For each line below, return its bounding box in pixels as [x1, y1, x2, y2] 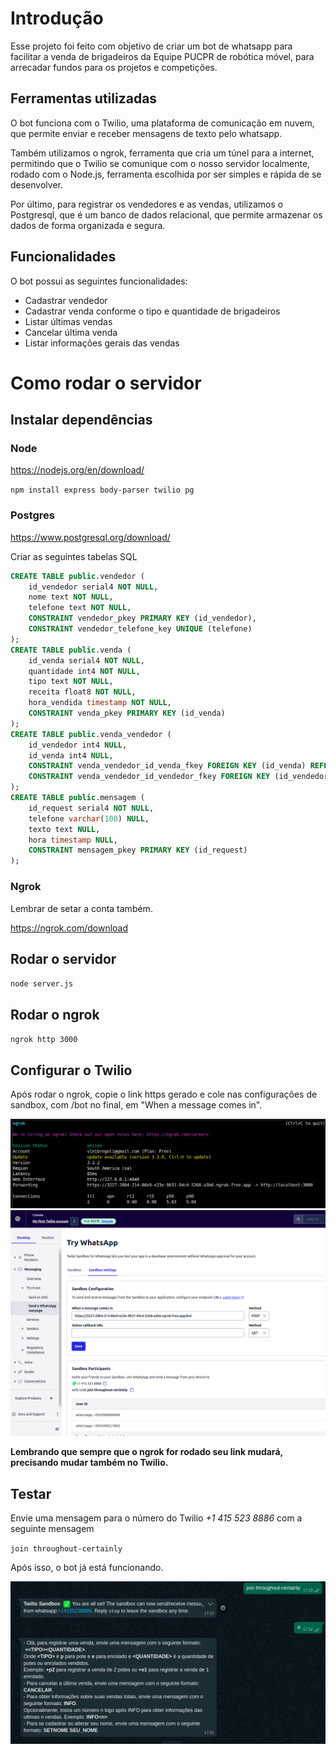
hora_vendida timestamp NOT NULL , [28, 698, 172, 708]
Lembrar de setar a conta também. [10, 902, 153, 914]
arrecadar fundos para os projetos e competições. [10, 61, 218, 73]
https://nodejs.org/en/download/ [10, 464, 145, 476]
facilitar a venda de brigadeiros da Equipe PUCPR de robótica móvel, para [10, 50, 315, 62]
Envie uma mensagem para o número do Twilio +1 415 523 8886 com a [10, 1512, 303, 1524]
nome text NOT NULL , [28, 592, 114, 602]
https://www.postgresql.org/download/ [10, 531, 171, 543]
